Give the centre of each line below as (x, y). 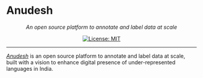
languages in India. (30, 68)
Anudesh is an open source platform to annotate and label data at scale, (96, 56)
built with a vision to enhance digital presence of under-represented (91, 62)
